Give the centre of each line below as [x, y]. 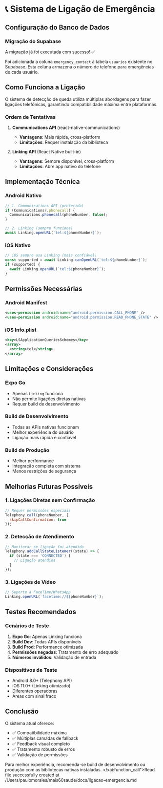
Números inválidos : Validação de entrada [54, 657]
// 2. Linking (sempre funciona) [39, 228]
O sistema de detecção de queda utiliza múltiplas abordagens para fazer [78, 99]
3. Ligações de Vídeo [31, 582]
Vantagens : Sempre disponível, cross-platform [67, 161]
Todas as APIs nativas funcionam [45, 427]
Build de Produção [27, 450]
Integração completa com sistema [46, 466]
